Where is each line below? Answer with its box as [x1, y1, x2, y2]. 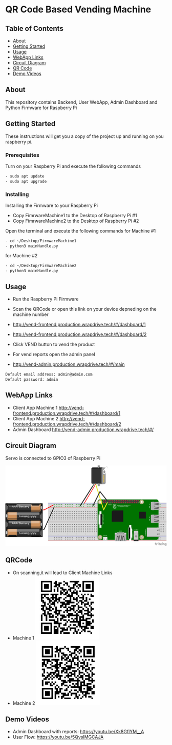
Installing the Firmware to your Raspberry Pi [5, 202, 98, 209]
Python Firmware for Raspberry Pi [5, 104, 77, 111]
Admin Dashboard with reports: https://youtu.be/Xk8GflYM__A [12, 729, 144, 735]
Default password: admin [5, 377, 58, 382]
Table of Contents [5, 24, 64, 33]
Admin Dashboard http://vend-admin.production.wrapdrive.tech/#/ [12, 426, 154, 433]
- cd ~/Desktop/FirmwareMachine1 [5, 238, 77, 244]
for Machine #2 [5, 253, 38, 259]
